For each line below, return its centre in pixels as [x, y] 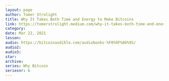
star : [11, 57]
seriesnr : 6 [18, 71]
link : [11, 24]
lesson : [13, 38]
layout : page [19, 10]
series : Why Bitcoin [27, 66]
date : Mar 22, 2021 [26, 33]
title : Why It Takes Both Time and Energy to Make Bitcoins [70, 19]
